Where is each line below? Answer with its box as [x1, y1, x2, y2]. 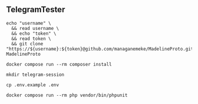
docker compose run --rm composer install [6, 61, 112, 67]
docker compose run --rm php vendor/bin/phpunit [6, 92, 128, 98]
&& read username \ [11, 25, 60, 31]
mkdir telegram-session [6, 72, 65, 78]
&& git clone [11, 41, 44, 46]
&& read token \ [11, 35, 51, 42]
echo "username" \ [6, 20, 51, 26]
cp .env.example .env [6, 82, 60, 88]
